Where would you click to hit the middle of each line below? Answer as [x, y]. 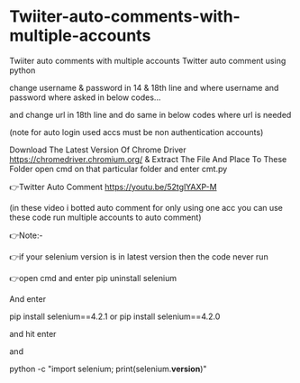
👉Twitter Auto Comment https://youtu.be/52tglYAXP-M [114, 187]
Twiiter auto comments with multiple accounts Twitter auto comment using [148, 60]
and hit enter [33, 333]
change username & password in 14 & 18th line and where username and [144, 87]
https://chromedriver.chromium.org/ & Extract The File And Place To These [148, 159]
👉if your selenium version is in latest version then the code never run [139, 256]
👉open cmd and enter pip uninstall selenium [93, 278]
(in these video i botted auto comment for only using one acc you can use [146, 207]
